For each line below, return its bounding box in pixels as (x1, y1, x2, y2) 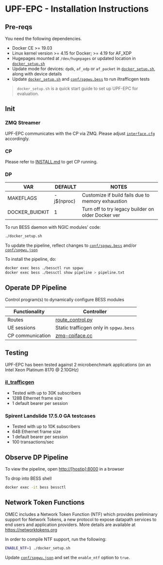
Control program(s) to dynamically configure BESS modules (5, 296, 125, 302)
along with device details (12, 71, 62, 76)
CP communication (7, 332, 51, 339)
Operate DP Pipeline (5, 284, 67, 292)
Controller (83, 308, 107, 315)
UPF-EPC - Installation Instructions (5, 3, 149, 15)
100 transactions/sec (12, 439, 54, 445)
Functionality (14, 308, 45, 315)
